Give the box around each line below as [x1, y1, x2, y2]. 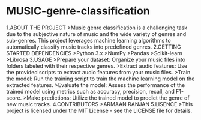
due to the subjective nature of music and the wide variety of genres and [6, 30, 187, 37]
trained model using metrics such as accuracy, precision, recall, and [6, 88, 175, 95]
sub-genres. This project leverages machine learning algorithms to [6, 37, 171, 44]
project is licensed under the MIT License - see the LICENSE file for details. [6, 107, 193, 114]
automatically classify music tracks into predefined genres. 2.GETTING [6, 43, 181, 50]
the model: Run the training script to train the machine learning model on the [6, 75, 195, 82]
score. [6, 94, 22, 101]
